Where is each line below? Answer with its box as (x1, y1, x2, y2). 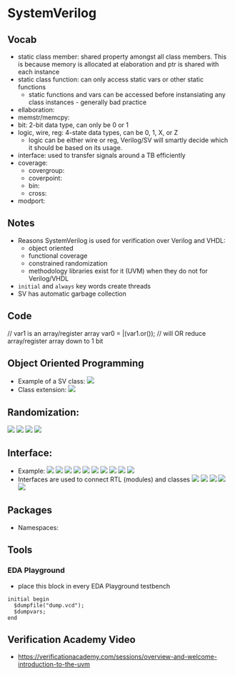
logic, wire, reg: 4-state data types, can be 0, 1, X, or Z (17, 129, 179, 136)
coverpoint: (28, 174, 63, 182)
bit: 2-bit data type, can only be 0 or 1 (17, 121, 129, 129)
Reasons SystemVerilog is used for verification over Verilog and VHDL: (17, 236, 226, 244)
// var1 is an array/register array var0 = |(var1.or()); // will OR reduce (7, 329, 206, 337)
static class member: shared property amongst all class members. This (17, 52, 227, 61)
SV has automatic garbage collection (17, 289, 127, 298)
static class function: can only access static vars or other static (17, 75, 204, 84)
